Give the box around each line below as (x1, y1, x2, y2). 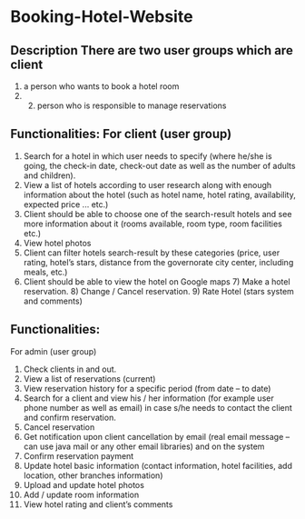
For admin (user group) (10, 345, 97, 356)
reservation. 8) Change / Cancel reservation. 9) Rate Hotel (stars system (23, 285, 294, 296)
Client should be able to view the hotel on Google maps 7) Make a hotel (23, 275, 290, 287)
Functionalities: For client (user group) (10, 126, 232, 142)
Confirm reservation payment (23, 450, 134, 461)
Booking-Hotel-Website (10, 6, 193, 27)
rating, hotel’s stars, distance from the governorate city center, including (23, 256, 294, 267)
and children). (23, 170, 76, 181)
